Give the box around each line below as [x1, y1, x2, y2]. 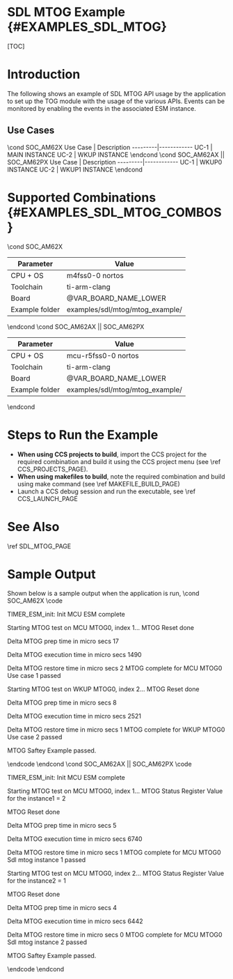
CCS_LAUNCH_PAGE [17, 494, 78, 502]
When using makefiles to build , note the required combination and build [17, 472, 225, 481]
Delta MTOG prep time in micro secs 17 [7, 637, 120, 645]
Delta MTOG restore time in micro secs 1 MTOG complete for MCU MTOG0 [7, 848, 221, 857]
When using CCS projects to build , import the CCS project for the [17, 450, 207, 458]
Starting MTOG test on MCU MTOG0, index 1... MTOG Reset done [7, 624, 195, 632]
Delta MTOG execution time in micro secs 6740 [7, 835, 143, 843]
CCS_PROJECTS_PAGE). [17, 465, 88, 473]
